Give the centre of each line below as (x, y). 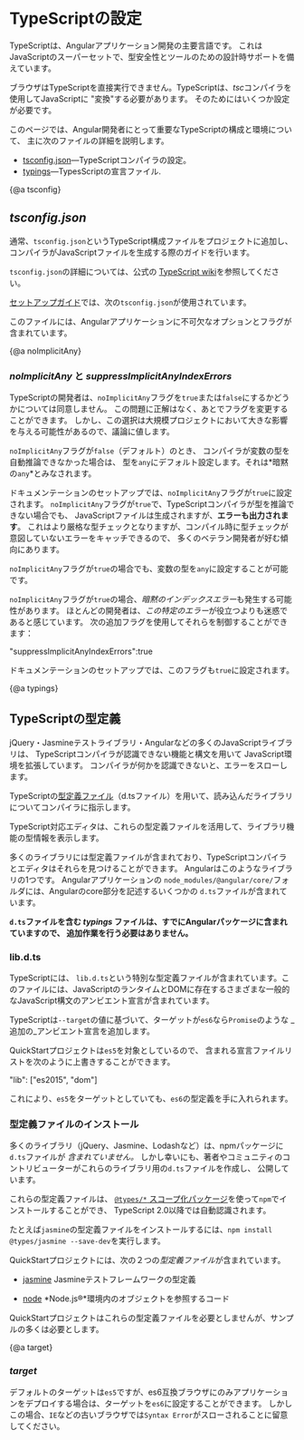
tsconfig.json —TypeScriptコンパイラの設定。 (107, 160)
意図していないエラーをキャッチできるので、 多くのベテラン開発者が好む (145, 538)
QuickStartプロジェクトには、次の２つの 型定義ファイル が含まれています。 (147, 1260)
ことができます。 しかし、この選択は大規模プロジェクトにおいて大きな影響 (149, 420)
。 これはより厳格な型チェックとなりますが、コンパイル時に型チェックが (153, 527)
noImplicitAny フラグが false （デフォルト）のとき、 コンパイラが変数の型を (150, 451)
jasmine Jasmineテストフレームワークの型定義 (109, 1279)
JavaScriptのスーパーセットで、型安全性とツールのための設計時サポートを (148, 56)
